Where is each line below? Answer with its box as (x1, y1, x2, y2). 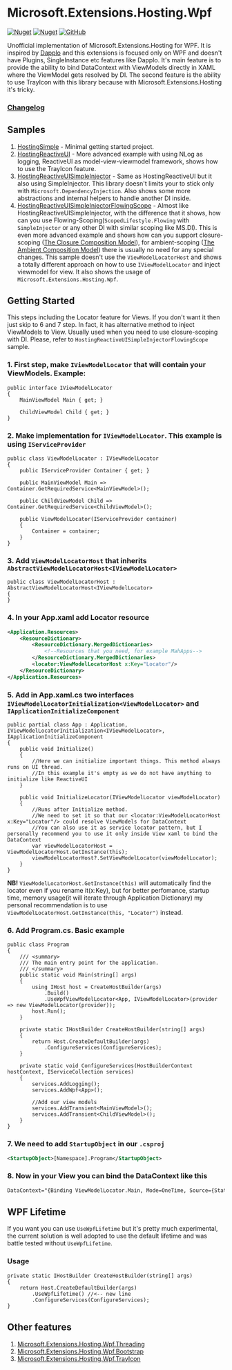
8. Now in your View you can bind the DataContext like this (7, 1171, 208, 1181)
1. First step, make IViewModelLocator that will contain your (7, 360, 206, 370)
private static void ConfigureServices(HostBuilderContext (19, 1062, 193, 1069)
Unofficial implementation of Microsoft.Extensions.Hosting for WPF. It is (7, 41, 211, 49)
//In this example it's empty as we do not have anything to (32, 769, 212, 776)
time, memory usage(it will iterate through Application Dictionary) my (7, 893, 204, 902)
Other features (7, 1322, 72, 1333)
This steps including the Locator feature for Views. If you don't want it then (7, 313, 220, 321)
